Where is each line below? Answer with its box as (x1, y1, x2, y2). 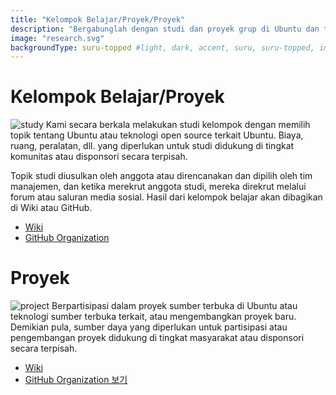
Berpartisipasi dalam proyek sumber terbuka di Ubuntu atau (51, 300, 298, 312)
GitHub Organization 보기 (24, 374, 128, 386)
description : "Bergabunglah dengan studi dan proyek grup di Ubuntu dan (10, 24, 320, 34)
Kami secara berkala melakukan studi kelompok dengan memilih (45, 119, 311, 131)
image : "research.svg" (10, 33, 105, 43)
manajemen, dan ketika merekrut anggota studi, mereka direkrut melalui (10, 181, 307, 193)
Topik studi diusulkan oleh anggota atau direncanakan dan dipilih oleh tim (10, 170, 313, 182)
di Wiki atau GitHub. (10, 202, 93, 214)
